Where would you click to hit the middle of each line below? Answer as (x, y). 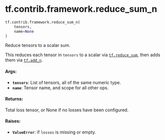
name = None (24, 31)
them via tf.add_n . (24, 60)
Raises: (13, 121)
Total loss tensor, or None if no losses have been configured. (67, 110)
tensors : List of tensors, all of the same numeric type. (66, 82)
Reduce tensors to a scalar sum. (38, 45)
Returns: (14, 99)
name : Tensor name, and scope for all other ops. (60, 88)
